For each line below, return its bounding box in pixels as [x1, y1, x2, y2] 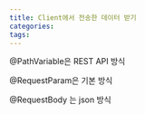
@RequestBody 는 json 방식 [9, 94, 111, 105]
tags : [9, 30, 30, 39]
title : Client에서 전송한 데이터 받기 [9, 13, 137, 23]
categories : [9, 22, 54, 31]
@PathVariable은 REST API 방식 [9, 56, 126, 67]
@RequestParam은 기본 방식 [9, 75, 113, 86]
